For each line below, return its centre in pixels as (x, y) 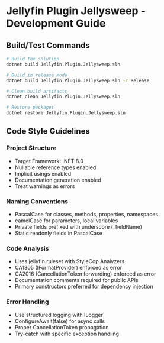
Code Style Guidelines (48, 131)
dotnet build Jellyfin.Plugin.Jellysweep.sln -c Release (78, 80)
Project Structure (31, 148)
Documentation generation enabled (58, 180)
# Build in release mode (37, 75)
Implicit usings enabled (43, 173)
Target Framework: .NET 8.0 (49, 161)
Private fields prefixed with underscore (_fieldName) (78, 226)
